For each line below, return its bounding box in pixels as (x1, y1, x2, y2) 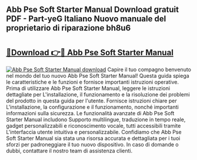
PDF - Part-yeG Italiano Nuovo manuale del (6, 14, 166, 24)
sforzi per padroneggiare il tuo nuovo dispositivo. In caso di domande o (6, 141, 179, 148)
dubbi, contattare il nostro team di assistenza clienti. (6, 147, 133, 154)
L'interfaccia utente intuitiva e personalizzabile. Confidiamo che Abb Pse (6, 129, 182, 135)
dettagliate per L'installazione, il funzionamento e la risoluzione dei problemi (6, 91, 190, 98)
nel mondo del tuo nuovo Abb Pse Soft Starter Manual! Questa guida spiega (6, 72, 189, 79)
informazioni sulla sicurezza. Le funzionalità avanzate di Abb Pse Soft (6, 110, 175, 116)
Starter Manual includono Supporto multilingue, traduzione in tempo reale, (6, 116, 186, 123)
